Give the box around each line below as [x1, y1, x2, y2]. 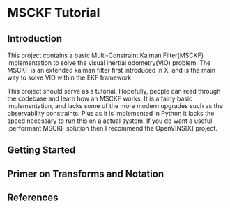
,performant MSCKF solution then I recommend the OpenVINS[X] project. [7, 124, 218, 132]
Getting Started [7, 144, 76, 156]
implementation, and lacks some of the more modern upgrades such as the [7, 102, 223, 110]
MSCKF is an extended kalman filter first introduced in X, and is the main [7, 66, 216, 74]
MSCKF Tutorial [7, 5, 100, 21]
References [7, 192, 59, 204]
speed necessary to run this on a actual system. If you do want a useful [7, 117, 213, 125]
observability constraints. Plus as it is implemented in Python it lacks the [7, 110, 215, 117]
